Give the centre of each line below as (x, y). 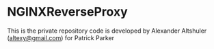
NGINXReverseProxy (67, 12)
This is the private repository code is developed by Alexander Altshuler (107, 31)
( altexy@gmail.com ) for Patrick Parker (61, 37)
